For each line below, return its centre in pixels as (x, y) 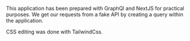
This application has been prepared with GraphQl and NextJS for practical (95, 8)
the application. (25, 20)
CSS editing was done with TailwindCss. (55, 32)
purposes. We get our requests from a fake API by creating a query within (95, 14)
